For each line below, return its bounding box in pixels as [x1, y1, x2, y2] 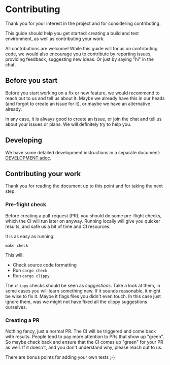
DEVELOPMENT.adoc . [5, 155, 52, 161]
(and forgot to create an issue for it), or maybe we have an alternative [5, 101, 151, 107]
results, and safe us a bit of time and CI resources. [5, 223, 111, 229]
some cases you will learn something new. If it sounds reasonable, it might [5, 288, 161, 294]
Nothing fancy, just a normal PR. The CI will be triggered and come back [5, 328, 156, 334]
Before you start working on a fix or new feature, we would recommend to [5, 90, 160, 96]
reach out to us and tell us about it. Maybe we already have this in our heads [5, 95, 165, 101]
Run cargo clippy [12, 273, 50, 279]
